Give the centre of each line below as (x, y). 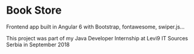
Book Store (34, 10)
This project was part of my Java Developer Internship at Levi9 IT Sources (97, 38)
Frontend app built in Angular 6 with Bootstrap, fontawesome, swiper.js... (96, 27)
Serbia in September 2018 (38, 45)
